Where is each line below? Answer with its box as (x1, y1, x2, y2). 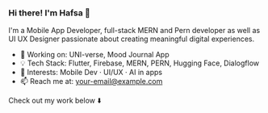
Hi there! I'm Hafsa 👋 (8, 7, 91, 19)
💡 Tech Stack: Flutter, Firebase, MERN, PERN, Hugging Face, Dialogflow (19, 58, 260, 68)
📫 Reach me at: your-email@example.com (19, 77, 163, 86)
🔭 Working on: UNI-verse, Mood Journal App (19, 50, 170, 60)
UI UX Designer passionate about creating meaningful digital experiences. (8, 34, 255, 44)
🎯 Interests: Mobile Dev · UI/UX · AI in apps (19, 68, 163, 77)
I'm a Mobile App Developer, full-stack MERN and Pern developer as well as (8, 26, 261, 36)
